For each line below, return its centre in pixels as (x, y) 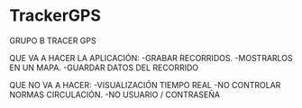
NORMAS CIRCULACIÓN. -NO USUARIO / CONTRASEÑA (115, 94)
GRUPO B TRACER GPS (53, 40)
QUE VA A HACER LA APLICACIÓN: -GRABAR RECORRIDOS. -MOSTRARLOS (151, 58)
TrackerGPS (55, 16)
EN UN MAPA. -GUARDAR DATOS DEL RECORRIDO (104, 67)
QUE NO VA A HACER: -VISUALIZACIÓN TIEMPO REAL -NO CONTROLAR (145, 85)
